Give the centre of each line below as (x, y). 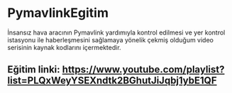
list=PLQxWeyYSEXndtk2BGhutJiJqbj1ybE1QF (112, 81)
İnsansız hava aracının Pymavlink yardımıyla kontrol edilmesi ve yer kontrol (116, 32)
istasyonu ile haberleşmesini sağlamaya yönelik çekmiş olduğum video (111, 39)
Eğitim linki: (34, 69)
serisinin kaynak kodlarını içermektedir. (65, 47)
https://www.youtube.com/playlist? (143, 69)
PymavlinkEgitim (58, 13)
